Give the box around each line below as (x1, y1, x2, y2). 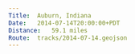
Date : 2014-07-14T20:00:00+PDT (8, 19, 121, 27)
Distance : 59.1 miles (8, 26, 88, 34)
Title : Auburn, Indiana (8, 11, 92, 20)
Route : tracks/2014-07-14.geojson (8, 33, 128, 42)
